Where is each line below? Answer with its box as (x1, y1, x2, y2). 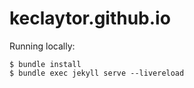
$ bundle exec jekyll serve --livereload (9, 68, 185, 78)
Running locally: (9, 40, 76, 52)
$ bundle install (9, 59, 82, 69)
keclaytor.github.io (9, 7, 171, 30)
